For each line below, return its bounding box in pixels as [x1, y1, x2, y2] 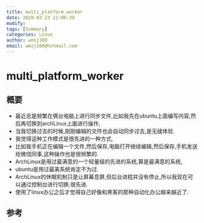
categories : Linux [6, 32, 53, 38]
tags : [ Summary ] [6, 26, 47, 32]
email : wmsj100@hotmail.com [6, 43, 78, 49]
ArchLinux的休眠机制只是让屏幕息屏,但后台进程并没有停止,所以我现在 [15, 173, 188, 180]
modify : [6, 20, 26, 26]
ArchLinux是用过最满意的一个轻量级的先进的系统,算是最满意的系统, [15, 158, 183, 165]
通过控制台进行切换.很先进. [20, 180, 88, 188]
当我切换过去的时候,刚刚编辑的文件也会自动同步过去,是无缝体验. [15, 127, 175, 135]
